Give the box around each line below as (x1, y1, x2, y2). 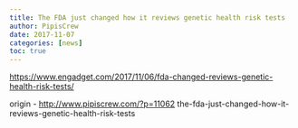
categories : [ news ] (9, 38, 83, 48)
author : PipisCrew (9, 22, 79, 31)
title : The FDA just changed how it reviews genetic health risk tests (9, 13, 285, 23)
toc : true (9, 47, 47, 56)
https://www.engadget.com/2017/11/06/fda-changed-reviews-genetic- (9, 71, 274, 82)
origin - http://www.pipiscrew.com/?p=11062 (9, 98, 176, 109)
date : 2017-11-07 (9, 30, 75, 39)
